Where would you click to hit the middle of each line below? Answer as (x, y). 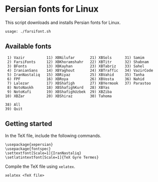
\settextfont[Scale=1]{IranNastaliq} (43, 153)
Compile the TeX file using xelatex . (40, 166)
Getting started (29, 124)
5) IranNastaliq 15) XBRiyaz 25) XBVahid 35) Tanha (76, 75)
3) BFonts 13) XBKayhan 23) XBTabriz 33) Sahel (76, 66)
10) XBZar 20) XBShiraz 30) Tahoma (58, 96)
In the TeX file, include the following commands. (53, 136)
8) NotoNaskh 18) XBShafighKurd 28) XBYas (58, 87)
